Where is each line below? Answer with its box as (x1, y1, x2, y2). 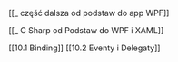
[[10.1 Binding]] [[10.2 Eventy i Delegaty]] (8, 42, 161, 53)
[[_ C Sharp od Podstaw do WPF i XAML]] (8, 25, 164, 35)
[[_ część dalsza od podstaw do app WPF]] (8, 8, 170, 18)
